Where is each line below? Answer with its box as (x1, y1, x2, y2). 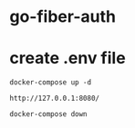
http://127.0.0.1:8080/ (9, 94, 100, 103)
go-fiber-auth (9, 6, 117, 27)
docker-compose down (9, 110, 88, 119)
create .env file (9, 48, 126, 69)
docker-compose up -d (9, 78, 92, 87)
